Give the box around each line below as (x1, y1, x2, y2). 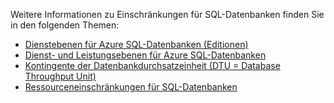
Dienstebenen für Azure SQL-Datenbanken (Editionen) (24, 39, 249, 50)
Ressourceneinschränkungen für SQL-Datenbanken (24, 81, 238, 93)
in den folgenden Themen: (10, 19, 120, 31)
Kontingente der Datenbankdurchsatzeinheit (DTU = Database (24, 60, 281, 71)
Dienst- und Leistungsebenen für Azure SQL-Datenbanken (24, 49, 267, 61)
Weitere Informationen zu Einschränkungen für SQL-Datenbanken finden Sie (10, 9, 325, 20)
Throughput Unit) (24, 70, 97, 82)
